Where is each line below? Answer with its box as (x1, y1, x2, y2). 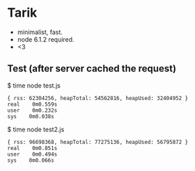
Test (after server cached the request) (7, 63, 176, 74)
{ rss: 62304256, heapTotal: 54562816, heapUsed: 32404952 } (7, 95, 189, 101)
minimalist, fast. (17, 28, 63, 36)
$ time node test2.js (7, 125, 65, 133)
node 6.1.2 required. (17, 35, 75, 43)
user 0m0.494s (7, 151, 58, 158)
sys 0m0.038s (7, 113, 54, 120)
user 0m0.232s (7, 106, 58, 114)
